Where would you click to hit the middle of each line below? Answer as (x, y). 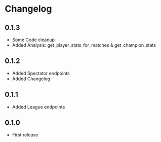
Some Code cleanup (33, 40)
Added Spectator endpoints (41, 73)
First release (25, 135)
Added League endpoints (38, 106)
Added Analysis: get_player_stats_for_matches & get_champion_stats (84, 45)
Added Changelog (31, 79)
